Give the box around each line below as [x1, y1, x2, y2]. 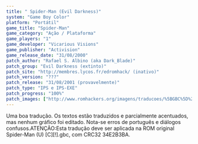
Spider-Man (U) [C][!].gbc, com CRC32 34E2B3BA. [6, 130, 131, 138]
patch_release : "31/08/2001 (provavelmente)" [6, 80, 120, 86]
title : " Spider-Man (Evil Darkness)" [6, 8, 101, 15]
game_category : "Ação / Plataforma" [6, 31, 96, 36]
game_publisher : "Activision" [6, 47, 81, 53]
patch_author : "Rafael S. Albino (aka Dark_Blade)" [6, 58, 136, 63]
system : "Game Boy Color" [6, 14, 70, 20]
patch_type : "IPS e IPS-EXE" [6, 85, 78, 91]
